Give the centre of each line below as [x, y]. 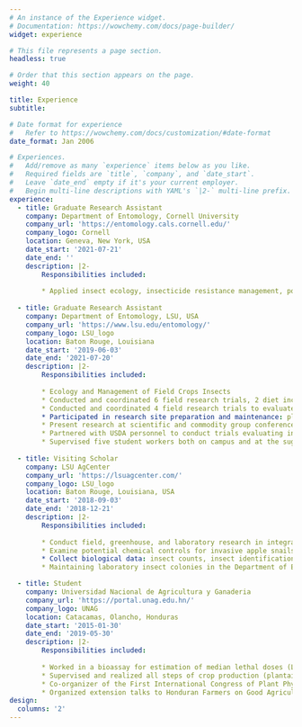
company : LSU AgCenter [68, 467]
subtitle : [28, 108]
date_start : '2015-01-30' [74, 625]
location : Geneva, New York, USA [88, 241]
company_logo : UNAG [62, 608]
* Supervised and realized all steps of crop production [150, 676]
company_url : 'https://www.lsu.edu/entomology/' [118, 325]
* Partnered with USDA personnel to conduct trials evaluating [162, 434]
